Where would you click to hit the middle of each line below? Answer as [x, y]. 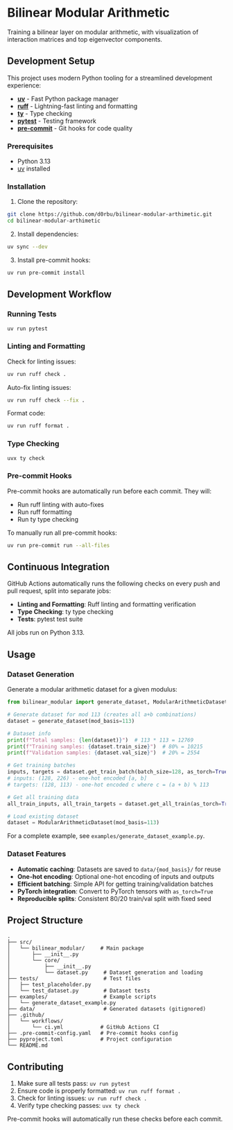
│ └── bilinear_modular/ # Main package [76, 948]
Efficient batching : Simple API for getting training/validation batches [115, 884]
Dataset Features [37, 854]
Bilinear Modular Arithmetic [88, 13]
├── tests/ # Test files [74, 979]
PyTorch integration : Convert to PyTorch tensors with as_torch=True [115, 891]
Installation [27, 187]
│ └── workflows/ [35, 1021]
